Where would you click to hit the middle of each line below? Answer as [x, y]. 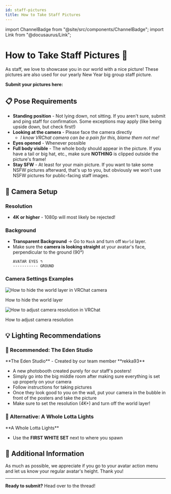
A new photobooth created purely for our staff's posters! [72, 371]
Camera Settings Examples [39, 279]
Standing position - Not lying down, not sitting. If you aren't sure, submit [89, 116]
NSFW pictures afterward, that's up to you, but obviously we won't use [87, 170]
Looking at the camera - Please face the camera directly [72, 132]
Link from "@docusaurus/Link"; [38, 35]
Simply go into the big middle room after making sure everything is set [86, 376]
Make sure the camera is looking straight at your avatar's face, [79, 247]
